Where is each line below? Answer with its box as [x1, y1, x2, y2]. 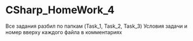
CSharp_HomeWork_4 [5, 3, 115, 17]
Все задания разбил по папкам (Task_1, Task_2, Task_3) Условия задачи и [5, 23, 188, 29]
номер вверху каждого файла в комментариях [5, 28, 122, 35]
